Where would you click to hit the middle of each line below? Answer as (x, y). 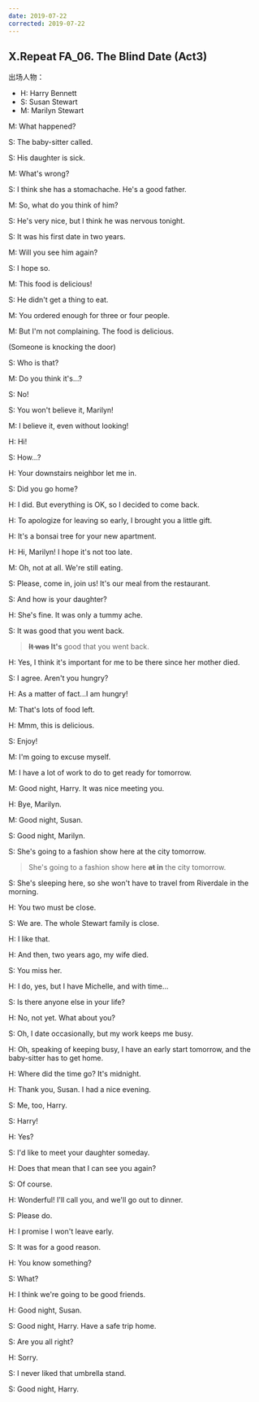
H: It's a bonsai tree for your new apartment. (82, 536)
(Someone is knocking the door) (62, 347)
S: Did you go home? (43, 489)
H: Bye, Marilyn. (35, 804)
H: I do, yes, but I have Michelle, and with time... (88, 986)
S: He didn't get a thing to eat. (58, 300)
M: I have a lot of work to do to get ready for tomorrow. (100, 773)
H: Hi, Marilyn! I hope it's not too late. (70, 552)
